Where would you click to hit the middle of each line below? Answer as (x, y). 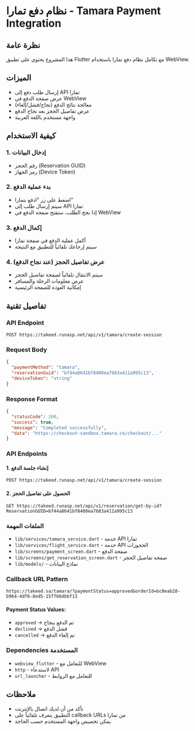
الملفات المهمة (25, 526)
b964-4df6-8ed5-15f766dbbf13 (42, 596)
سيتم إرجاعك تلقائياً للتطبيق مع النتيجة (56, 247)
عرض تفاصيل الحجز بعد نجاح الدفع (52, 111)
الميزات (19, 78)
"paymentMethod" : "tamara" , (46, 368)
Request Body (27, 350)
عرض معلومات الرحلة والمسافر (49, 281)
